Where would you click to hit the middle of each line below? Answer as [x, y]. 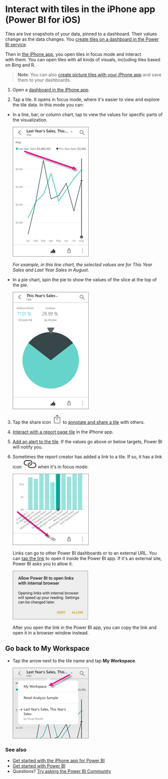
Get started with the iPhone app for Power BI [59, 761]
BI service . [16, 44]
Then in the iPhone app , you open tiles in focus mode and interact [73, 54]
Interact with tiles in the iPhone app [80, 9]
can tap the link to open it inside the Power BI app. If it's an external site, [87, 558]
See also [16, 749]
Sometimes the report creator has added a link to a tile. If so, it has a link [87, 457]
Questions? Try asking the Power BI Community [62, 771]
